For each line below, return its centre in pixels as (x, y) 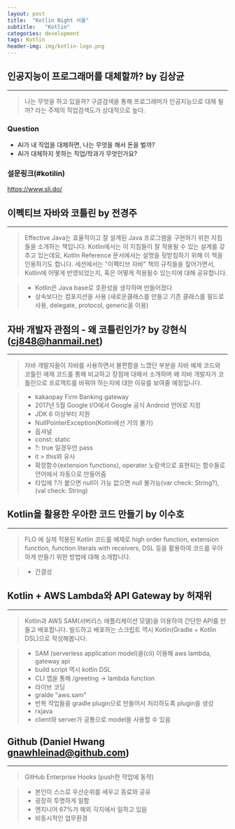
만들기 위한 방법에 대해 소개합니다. (84, 557)
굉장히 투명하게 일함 (62, 801)
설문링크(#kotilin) (36, 174)
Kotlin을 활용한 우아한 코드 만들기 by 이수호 (96, 514)
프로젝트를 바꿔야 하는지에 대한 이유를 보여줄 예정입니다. (125, 383)
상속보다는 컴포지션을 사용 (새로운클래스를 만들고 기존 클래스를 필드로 (129, 297)
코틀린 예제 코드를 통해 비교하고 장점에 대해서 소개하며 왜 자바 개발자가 (120, 374)
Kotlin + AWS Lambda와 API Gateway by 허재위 (109, 596)
